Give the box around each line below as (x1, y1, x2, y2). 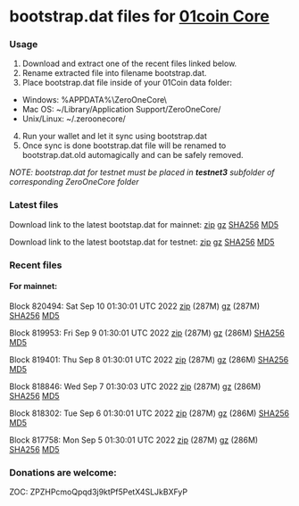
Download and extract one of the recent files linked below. (21, 58, 237, 69)
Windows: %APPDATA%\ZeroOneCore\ (21, 95, 168, 105)
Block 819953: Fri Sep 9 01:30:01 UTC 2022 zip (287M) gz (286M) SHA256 (9, 328, 286, 338)
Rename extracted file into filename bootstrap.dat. (21, 68, 207, 79)
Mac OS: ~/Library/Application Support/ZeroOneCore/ (21, 104, 221, 115)
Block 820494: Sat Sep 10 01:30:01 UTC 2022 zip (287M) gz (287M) (9, 301, 261, 311)
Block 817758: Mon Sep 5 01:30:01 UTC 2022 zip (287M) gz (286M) (9, 435, 259, 445)
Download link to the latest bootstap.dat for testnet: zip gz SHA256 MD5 (9, 236, 275, 247)
